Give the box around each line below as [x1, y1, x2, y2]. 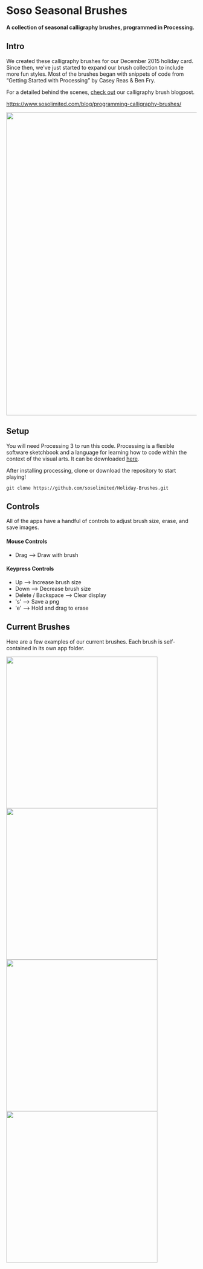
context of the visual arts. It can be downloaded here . [6, 455, 140, 462]
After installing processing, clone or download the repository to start [6, 467, 176, 474]
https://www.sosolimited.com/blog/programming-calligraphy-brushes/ [6, 100, 182, 107]
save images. [6, 524, 39, 531]
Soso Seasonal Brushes [6, 4, 128, 18]
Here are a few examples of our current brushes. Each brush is [6, 638, 163, 645]
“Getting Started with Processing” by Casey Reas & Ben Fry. [6, 76, 156, 84]
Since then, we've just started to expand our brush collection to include [6, 64, 184, 71]
